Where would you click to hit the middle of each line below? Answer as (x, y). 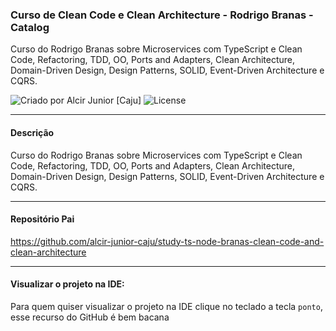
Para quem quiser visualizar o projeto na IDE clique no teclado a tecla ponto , (166, 306)
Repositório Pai (42, 219)
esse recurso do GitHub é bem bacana (90, 317)
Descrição (32, 132)
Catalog (30, 27)
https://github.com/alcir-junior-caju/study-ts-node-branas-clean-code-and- (167, 241)
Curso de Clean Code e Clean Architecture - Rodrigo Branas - (162, 15)
